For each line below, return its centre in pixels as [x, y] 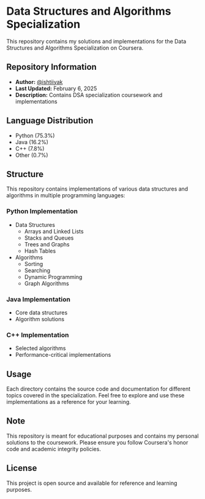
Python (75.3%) [35, 135]
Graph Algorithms [47, 283]
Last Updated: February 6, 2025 [56, 88]
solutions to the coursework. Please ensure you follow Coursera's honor [97, 442]
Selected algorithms [40, 348]
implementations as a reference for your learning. [69, 402]
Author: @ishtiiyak [39, 82]
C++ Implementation [38, 335]
